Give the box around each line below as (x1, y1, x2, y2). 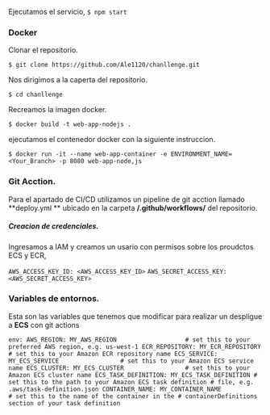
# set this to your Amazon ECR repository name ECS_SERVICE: (8, 350, 218, 358)
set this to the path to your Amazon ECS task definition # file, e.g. (8, 378, 254, 386)
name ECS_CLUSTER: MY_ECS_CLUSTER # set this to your (8, 363, 251, 372)
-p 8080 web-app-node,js (59, 157, 143, 166)
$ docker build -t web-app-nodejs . (8, 120, 131, 128)
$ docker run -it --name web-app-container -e (8, 150, 168, 158)
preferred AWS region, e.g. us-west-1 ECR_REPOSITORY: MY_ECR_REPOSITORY (8, 342, 262, 350)
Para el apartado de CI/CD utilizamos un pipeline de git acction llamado (8, 194, 245, 204)
